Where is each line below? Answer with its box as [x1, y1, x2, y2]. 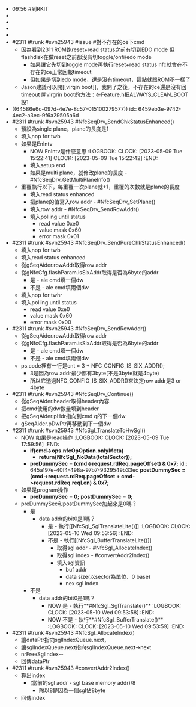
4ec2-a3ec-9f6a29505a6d [11, 112, 79, 119]
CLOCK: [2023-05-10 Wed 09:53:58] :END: [47, 609, 155, 616]
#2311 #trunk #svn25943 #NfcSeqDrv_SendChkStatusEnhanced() [11, 118, 175, 125]
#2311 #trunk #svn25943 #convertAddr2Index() [11, 664, 130, 671]
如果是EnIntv [20, 140, 53, 147]
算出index [20, 671, 46, 679]
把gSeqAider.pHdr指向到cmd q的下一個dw [20, 413, 126, 419]
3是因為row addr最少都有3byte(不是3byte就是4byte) [29, 369, 160, 377]
